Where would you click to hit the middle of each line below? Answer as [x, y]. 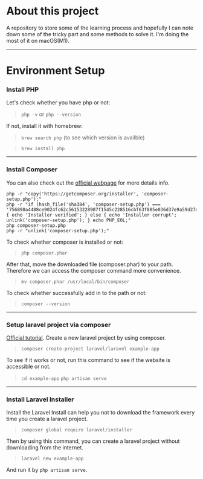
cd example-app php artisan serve [64, 379]
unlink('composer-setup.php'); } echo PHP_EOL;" [69, 220]
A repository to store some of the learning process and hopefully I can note [100, 28]
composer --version [46, 304]
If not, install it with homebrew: [45, 126]
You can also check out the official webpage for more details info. [88, 183]
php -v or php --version [51, 114]
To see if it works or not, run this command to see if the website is [89, 360]
